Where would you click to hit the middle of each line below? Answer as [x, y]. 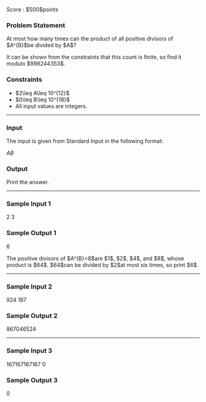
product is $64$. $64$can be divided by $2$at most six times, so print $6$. [103, 265]
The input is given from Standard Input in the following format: [85, 141]
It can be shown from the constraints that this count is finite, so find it [94, 57]
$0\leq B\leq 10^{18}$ [43, 99]
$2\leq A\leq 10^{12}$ [42, 93]
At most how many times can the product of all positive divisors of [90, 39]
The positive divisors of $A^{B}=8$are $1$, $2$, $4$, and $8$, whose [95, 258]
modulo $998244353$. [36, 64]
